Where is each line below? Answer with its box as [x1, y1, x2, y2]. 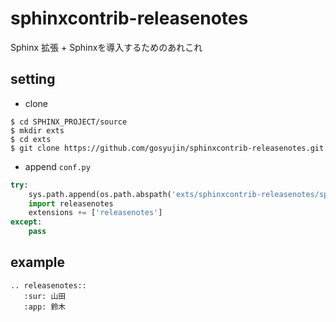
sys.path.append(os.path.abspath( [28, 189, 172, 199]
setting [10, 71, 56, 88]
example [10, 254, 66, 271]
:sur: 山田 [23, 291, 67, 301]
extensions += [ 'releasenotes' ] [28, 208, 163, 218]
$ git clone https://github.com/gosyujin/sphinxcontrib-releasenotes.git [10, 143, 325, 153]
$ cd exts [10, 134, 52, 144]
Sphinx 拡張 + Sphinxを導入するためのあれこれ [10, 41, 203, 53]
